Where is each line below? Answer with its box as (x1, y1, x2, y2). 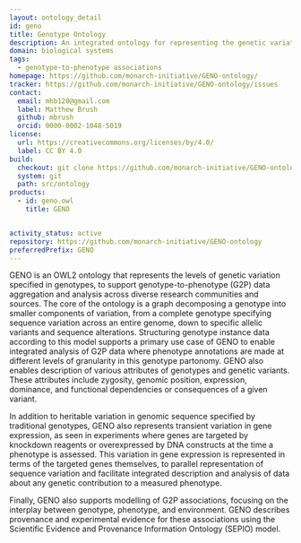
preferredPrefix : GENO (9, 246, 94, 254)
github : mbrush (17, 113, 74, 122)
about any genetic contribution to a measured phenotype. (9, 478, 222, 488)
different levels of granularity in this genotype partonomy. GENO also (9, 356, 264, 366)
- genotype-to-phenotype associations (17, 64, 163, 73)
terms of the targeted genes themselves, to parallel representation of (9, 459, 264, 470)
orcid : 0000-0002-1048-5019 (17, 122, 123, 131)
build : (9, 154, 34, 164)
